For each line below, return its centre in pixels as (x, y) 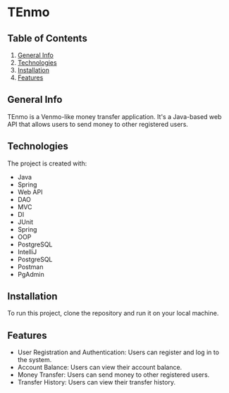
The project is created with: (47, 163)
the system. (35, 360)
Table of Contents (48, 38)
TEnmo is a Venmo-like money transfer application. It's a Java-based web (114, 116)
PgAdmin (31, 274)
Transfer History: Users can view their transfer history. (97, 382)
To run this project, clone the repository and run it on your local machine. (113, 313)
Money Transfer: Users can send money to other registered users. (113, 375)
